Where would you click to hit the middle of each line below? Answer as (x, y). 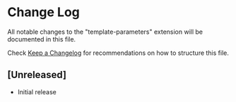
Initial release (37, 91)
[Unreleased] (37, 75)
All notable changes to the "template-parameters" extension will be (105, 32)
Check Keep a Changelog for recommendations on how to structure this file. (118, 53)
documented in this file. (42, 39)
